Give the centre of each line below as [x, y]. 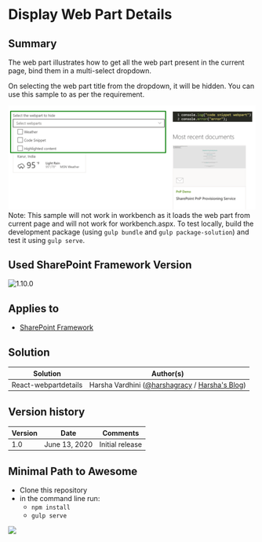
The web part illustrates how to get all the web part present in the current [126, 62]
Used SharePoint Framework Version [100, 265]
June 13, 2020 [69, 444]
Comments [121, 433]
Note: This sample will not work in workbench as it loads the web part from [129, 215]
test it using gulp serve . [46, 240]
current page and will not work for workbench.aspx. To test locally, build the [131, 223]
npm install [51, 508]
